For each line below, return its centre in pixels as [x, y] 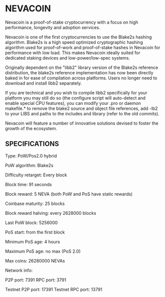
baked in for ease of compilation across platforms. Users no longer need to [81, 78]
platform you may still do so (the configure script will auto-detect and [75, 98]
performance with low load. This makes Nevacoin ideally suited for [73, 53]
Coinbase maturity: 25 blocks [35, 203]
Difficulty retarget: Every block [36, 175]
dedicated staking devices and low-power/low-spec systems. [68, 58]
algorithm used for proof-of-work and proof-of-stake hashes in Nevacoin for [83, 47]
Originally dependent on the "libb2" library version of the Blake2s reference [82, 67]
